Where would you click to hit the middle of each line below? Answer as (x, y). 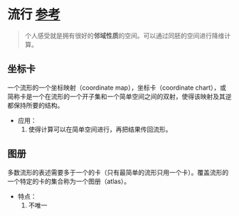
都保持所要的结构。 (36, 105)
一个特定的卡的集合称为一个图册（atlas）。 (69, 181)
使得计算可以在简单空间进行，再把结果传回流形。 (100, 129)
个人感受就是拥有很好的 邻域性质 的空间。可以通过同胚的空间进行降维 (124, 36)
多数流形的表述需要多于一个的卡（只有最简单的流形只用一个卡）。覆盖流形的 (118, 172)
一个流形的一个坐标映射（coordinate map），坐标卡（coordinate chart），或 (117, 87)
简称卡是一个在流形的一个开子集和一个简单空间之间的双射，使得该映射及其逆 (119, 96)
